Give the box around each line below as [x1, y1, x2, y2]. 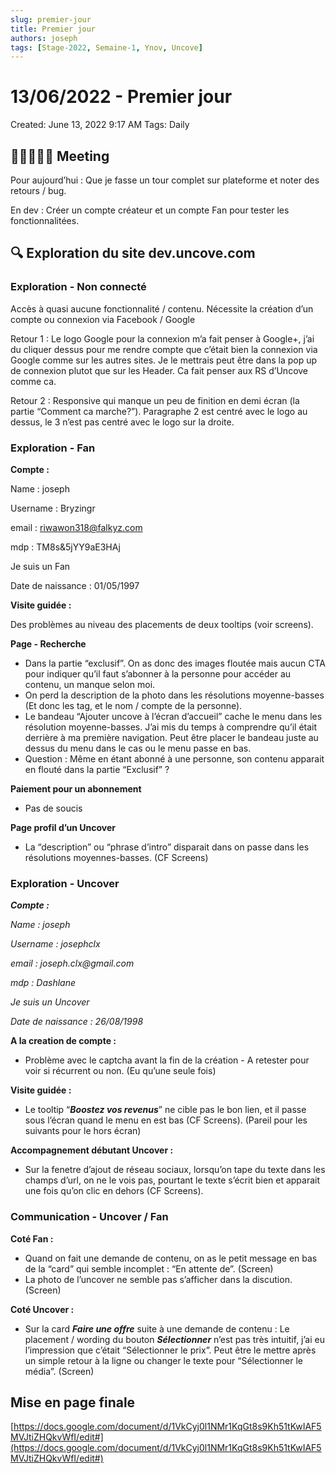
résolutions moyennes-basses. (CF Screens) [24, 851, 209, 863]
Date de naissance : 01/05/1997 [10, 579, 140, 591]
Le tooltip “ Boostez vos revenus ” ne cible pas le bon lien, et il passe [24, 1104, 307, 1116]
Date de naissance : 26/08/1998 [10, 1016, 144, 1028]
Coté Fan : [10, 1232, 54, 1245]
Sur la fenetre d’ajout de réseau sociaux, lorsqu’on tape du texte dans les [24, 1164, 326, 1176]
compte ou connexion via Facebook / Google [10, 313, 196, 325]
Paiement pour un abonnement [10, 782, 142, 795]
